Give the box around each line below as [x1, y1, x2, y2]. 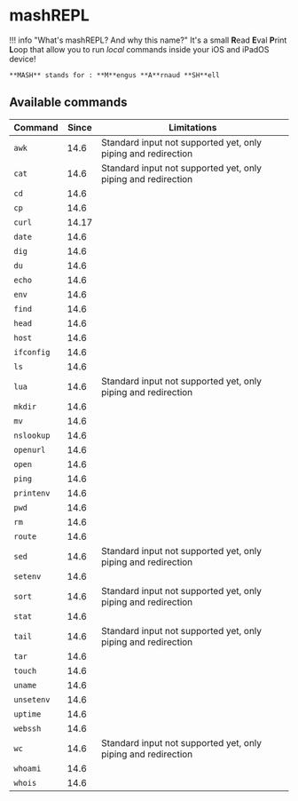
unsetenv [13, 694, 51, 704]
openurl [13, 445, 46, 455]
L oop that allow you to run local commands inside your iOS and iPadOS [9, 44, 270, 54]
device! [9, 53, 36, 64]
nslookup [13, 430, 51, 440]
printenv [13, 488, 51, 498]
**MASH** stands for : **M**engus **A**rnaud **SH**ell [9, 70, 220, 80]
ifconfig [13, 347, 51, 357]
